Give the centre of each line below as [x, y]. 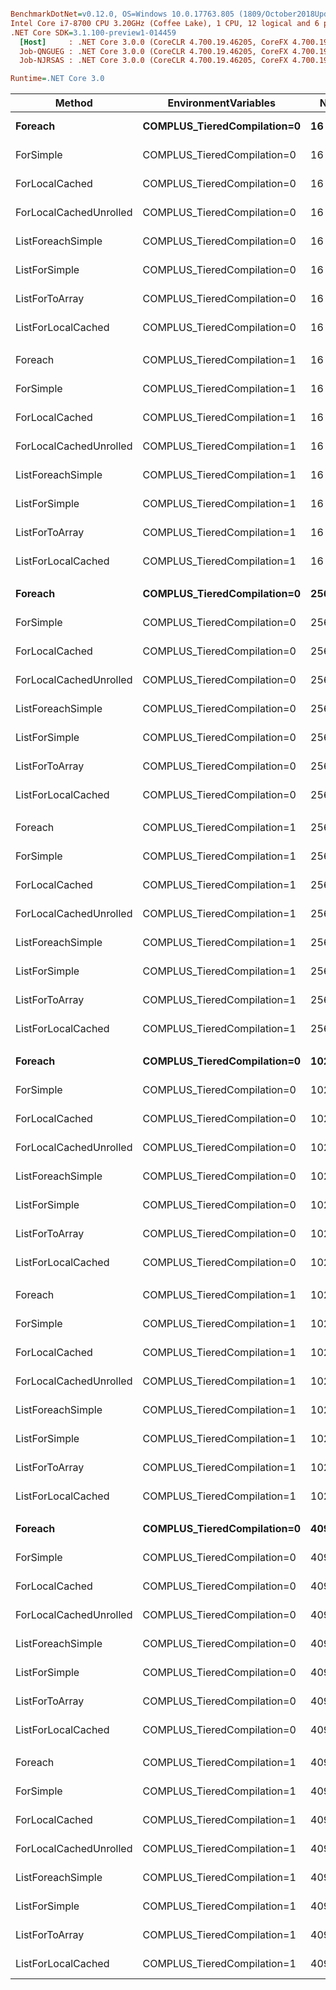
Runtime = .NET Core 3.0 [57, 79]
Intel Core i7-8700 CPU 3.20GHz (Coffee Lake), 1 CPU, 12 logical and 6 [165, 23]
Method [73, 103]
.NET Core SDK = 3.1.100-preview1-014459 [93, 32]
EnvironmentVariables [222, 103]
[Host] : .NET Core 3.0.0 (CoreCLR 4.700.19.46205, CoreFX [153, 42]
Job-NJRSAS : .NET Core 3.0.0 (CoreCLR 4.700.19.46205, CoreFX [153, 61]
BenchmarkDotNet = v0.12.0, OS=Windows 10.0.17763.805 [122, 14]
